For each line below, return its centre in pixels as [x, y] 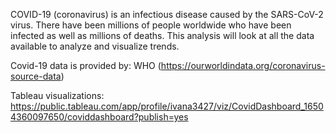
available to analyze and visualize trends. [95, 46]
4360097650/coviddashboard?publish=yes [99, 117]
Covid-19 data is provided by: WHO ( [86, 65]
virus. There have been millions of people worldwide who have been [151, 25]
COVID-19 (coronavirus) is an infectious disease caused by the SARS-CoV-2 [167, 14]
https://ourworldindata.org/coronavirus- [243, 65]
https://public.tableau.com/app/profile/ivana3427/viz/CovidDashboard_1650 [167, 106]
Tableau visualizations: [57, 95]
